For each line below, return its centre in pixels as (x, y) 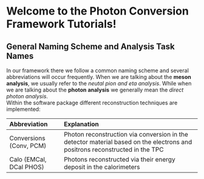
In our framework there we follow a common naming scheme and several (98, 70)
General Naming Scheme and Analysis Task (90, 46)
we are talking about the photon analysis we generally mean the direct (95, 90)
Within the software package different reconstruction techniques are (92, 103)
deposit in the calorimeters (102, 167)
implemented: (23, 109)
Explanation (81, 124)
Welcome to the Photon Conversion (98, 11)
